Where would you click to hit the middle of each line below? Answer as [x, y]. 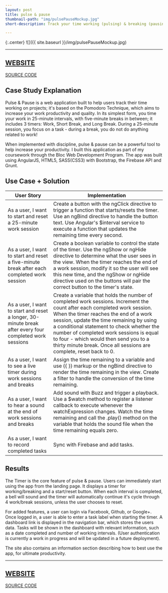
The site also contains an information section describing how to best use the [84, 548]
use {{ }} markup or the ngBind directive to [103, 366]
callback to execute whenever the [93, 405]
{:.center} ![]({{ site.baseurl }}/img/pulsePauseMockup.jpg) [66, 43]
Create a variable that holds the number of [103, 295]
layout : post [19, 10]
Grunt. [12, 165]
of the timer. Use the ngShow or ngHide [100, 249]
